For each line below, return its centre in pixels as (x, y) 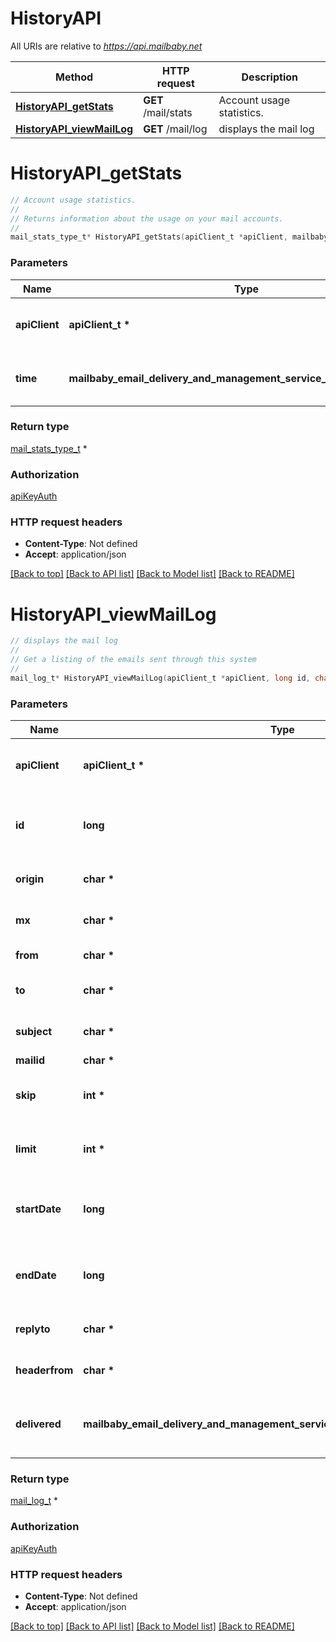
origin (30, 879)
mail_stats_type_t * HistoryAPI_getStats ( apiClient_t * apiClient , (149, 237)
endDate (36, 1275)
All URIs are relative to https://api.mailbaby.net (106, 46)
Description (269, 77)
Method (74, 77)
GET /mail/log (175, 129)
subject (34, 1032)
